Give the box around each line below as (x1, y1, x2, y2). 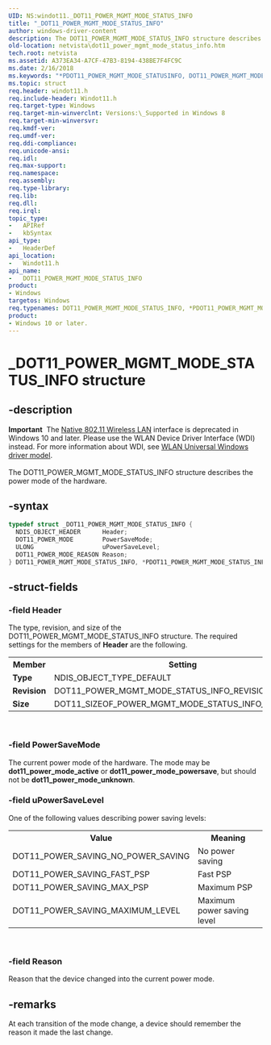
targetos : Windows (8, 297, 70, 305)
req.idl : (8, 154, 38, 162)
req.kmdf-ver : (8, 124, 56, 132)
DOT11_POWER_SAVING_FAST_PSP (12, 868, 151, 880)
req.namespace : (8, 169, 60, 177)
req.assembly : (8, 177, 56, 185)
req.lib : (8, 191, 38, 200)
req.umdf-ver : (8, 131, 56, 139)
